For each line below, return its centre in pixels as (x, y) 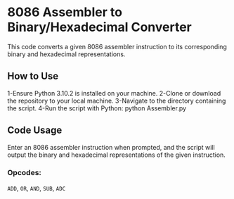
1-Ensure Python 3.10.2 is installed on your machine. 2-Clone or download (114, 93)
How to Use (33, 76)
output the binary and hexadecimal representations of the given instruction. (117, 155)
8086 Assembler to (65, 12)
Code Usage (35, 130)
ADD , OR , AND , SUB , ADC (37, 188)
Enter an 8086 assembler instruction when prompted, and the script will (111, 147)
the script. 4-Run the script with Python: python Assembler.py (97, 108)
